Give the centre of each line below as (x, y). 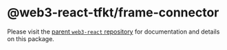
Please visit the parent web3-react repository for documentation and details (113, 32)
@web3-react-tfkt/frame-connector (113, 13)
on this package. (31, 38)
